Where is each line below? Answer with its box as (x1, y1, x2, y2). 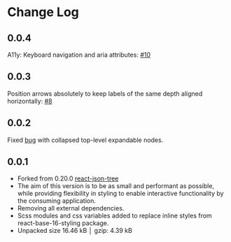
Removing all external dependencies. (17, 204, 125, 213)
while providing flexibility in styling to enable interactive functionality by (17, 190, 224, 198)
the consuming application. (17, 197, 96, 205)
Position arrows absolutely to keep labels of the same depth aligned (7, 89, 203, 98)
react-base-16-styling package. (17, 219, 109, 227)
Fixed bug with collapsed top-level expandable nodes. (7, 136, 164, 144)
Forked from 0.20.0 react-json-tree (17, 174, 119, 183)
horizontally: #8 (7, 97, 52, 105)
